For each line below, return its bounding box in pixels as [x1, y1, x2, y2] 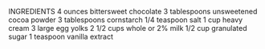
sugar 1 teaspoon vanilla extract [8, 32, 114, 41]
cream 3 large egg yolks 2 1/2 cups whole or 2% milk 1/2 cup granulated [8, 24, 247, 32]
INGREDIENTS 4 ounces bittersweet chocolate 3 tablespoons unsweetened [8, 7, 258, 16]
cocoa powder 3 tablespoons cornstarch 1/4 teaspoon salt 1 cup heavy [8, 15, 243, 24]
